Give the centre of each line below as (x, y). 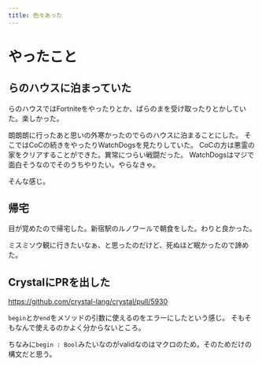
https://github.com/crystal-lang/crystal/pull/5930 (88, 302)
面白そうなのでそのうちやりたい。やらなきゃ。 (84, 164)
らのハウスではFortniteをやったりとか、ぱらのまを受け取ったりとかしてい (127, 108)
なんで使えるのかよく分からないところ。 (80, 328)
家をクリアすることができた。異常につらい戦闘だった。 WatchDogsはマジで (131, 155)
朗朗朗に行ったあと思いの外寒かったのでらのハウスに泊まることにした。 (125, 135)
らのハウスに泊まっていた (70, 88)
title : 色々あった (35, 15)
